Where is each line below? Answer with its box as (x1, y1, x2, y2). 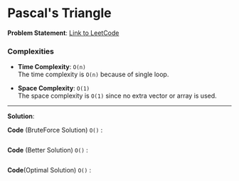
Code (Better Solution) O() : (7, 146, 89, 155)
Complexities (7, 46, 55, 56)
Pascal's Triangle (7, 5, 112, 21)
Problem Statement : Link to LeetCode (7, 29, 119, 37)
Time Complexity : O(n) (17, 63, 87, 71)
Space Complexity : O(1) (17, 84, 90, 93)
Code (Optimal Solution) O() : (7, 166, 92, 175)
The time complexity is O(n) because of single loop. (17, 70, 169, 79)
